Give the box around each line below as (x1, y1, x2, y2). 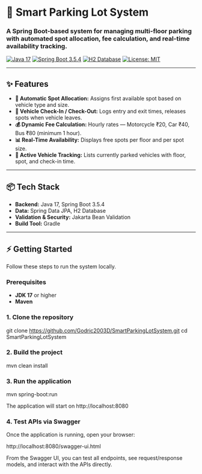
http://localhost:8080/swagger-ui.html (6, 443, 101, 450)
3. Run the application (6, 377, 72, 385)
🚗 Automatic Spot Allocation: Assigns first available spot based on (14, 95, 182, 102)
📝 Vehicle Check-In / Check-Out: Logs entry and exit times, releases (14, 108, 186, 115)
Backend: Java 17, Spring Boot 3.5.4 (14, 201, 105, 208)
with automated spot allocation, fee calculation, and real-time (6, 34, 190, 43)
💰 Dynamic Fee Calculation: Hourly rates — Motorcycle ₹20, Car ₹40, (14, 121, 190, 128)
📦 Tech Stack (6, 182, 60, 192)
